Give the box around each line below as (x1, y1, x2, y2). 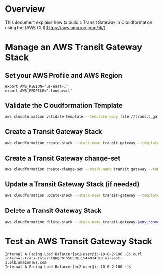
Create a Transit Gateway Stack (5, 128, 103, 136)
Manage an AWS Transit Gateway (5, 42, 142, 53)
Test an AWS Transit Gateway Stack (5, 236, 153, 247)
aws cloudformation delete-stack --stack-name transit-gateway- (5, 219, 138, 224)
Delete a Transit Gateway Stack (5, 207, 102, 215)
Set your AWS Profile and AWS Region (5, 71, 123, 80)
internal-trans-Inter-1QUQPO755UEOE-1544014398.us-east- (5, 256, 123, 261)
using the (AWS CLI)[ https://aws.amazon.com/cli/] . (5, 24, 107, 30)
